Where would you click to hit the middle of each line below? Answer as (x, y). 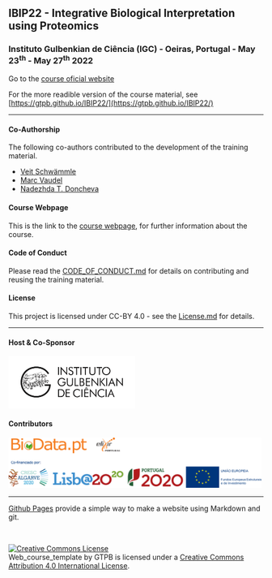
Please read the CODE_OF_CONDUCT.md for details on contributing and (129, 270)
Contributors (31, 424)
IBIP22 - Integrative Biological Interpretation (122, 13)
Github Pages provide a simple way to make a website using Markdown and (134, 509)
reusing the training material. (56, 279)
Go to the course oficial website (62, 79)
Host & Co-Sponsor (42, 342)
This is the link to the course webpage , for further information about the (128, 226)
